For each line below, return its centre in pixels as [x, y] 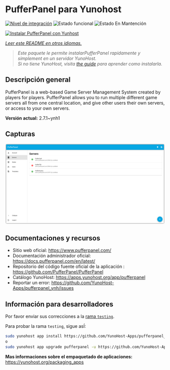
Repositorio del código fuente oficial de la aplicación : [69, 267]
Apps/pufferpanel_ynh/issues [43, 288]
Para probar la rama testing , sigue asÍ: [46, 326]
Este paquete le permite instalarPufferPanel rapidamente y [79, 53]
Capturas [20, 134]
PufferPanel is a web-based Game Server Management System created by [83, 92]
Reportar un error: [31, 283]
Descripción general [38, 80]
